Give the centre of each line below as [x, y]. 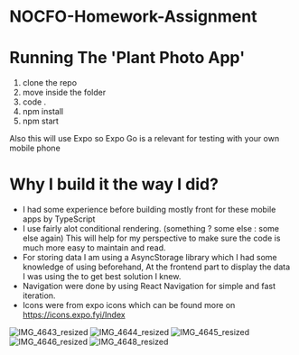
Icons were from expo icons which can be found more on [129, 305]
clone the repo [50, 83]
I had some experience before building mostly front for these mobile [149, 210]
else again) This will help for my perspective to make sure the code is [151, 238]
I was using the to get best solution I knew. [102, 277]
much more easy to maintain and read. [94, 248]
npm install [43, 112]
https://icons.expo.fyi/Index [74, 315]
